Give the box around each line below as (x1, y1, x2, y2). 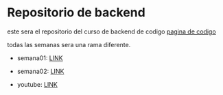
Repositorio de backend (7, 5, 145, 21)
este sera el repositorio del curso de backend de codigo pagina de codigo (7, 27, 216, 36)
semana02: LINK (16, 67, 64, 75)
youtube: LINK (16, 80, 58, 88)
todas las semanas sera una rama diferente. (7, 40, 131, 49)
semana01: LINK (16, 53, 63, 62)
